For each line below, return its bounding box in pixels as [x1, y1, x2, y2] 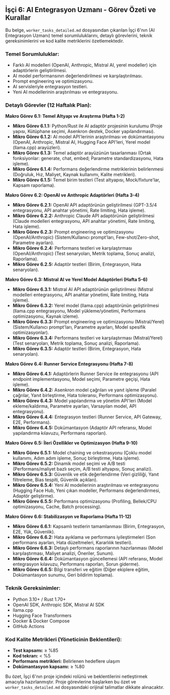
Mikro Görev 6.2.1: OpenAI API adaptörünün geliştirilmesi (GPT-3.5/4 [12, 202, 157, 208]
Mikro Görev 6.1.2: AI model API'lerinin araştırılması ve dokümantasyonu [12, 134, 164, 140]
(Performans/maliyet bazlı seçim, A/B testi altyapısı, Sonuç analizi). [12, 466, 153, 472]
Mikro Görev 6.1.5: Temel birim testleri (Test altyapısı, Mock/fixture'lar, [12, 177, 160, 183]
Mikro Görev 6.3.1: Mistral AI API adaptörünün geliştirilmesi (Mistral [12, 286, 154, 292]
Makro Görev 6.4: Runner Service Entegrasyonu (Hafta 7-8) [5, 361, 133, 367]
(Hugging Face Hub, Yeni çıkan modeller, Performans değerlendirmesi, [12, 487, 161, 493]
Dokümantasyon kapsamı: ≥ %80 [12, 664, 85, 670]
